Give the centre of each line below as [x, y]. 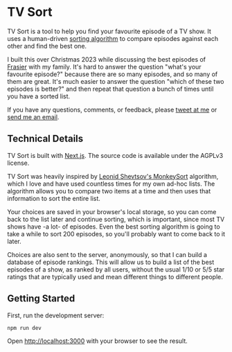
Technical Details [45, 139]
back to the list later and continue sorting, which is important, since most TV [116, 219]
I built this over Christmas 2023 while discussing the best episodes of [107, 59]
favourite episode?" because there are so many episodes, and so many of [113, 74]
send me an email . [33, 117]
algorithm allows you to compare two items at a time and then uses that [109, 191]
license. [18, 163]
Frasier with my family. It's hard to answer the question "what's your [105, 67]
